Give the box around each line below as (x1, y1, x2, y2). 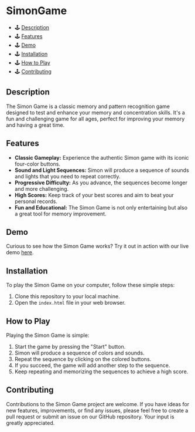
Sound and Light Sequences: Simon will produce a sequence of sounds (14, 166, 189, 174)
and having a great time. (6, 122, 65, 129)
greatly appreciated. (6, 419, 55, 426)
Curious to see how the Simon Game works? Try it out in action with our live (6, 242, 189, 250)
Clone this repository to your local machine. (14, 293, 120, 300)
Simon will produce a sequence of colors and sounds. (14, 349, 145, 356)
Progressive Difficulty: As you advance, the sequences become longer (14, 179, 188, 186)
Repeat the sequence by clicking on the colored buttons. (14, 356, 152, 362)
